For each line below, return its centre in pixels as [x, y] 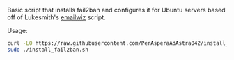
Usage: [17, 31]
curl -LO [20, 43]
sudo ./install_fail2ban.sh [48, 50]
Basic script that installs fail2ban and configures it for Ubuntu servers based [116, 10]
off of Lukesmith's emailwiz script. [56, 17]
